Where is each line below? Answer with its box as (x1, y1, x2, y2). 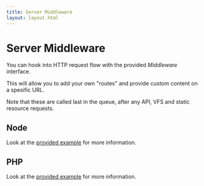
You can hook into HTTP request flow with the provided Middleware (6, 61, 178, 69)
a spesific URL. (6, 87, 45, 94)
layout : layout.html (6, 15, 59, 21)
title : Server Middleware (6, 9, 72, 15)
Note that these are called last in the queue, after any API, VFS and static (6, 98, 190, 106)
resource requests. (6, 105, 54, 112)
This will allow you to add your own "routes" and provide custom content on (6, 80, 198, 87)
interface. (6, 68, 31, 76)
